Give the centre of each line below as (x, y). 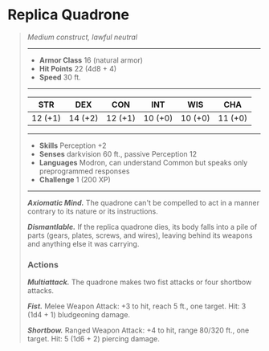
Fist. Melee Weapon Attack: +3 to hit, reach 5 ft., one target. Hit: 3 (137, 306)
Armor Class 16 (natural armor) (91, 60)
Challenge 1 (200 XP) (75, 179)
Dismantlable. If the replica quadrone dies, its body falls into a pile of (142, 227)
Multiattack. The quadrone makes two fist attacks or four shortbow (139, 282)
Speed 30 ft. (60, 77)
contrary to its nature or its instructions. (92, 211)
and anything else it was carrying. (83, 243)
